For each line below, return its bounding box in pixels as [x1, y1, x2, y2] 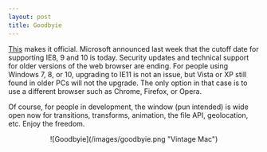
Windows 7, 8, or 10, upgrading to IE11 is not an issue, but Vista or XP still [8, 69, 247, 79]
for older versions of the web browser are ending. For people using [8, 60, 229, 71]
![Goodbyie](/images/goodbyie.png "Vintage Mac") [49, 134, 218, 143]
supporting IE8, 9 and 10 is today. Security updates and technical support [8, 53, 249, 62]
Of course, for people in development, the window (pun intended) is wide [8, 102, 249, 111]
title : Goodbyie [8, 21, 62, 29]
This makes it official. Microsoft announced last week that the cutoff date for [8, 44, 259, 53]
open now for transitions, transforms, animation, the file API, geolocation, [8, 110, 249, 119]
